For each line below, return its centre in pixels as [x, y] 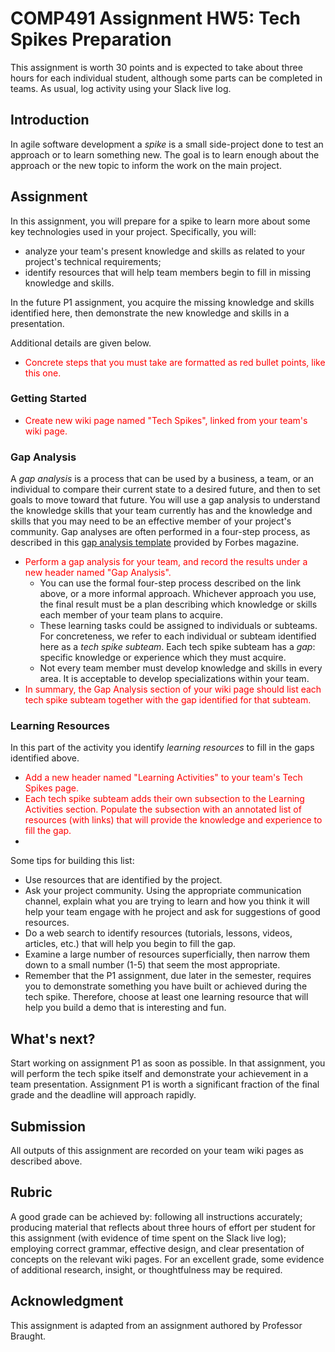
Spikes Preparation [91, 39]
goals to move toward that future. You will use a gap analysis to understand [165, 500]
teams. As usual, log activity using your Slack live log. [121, 88]
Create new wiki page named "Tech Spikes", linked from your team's [166, 420]
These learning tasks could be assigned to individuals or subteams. [178, 626]
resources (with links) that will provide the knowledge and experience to [173, 820]
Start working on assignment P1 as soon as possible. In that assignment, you [168, 1063]
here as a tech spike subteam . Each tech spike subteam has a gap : [177, 647]
